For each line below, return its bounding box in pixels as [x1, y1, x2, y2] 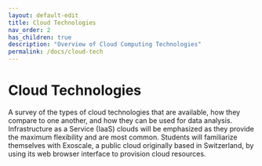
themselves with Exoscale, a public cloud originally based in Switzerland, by [8, 140, 254, 150]
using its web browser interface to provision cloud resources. [8, 149, 206, 158]
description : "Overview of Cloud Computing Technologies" [8, 41, 202, 49]
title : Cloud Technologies [8, 19, 96, 27]
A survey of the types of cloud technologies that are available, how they [8, 107, 241, 117]
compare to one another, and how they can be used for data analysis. [8, 115, 233, 125]
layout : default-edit [8, 11, 79, 20]
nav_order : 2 [8, 26, 51, 34]
